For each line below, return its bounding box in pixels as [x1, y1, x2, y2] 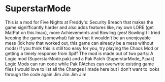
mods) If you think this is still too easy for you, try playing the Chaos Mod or [5, 45, 159, 51]
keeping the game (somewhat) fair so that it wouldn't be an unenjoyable [5, 35, 151, 41]
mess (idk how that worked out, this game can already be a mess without [5, 40, 154, 46]
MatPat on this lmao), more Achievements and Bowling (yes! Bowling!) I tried [5, 29, 161, 35]
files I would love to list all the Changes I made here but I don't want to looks [5, 66, 160, 72]
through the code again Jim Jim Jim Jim [5, 71, 87, 77]
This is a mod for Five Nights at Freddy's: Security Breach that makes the [5, 19, 154, 25]
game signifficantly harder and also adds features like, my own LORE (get [5, 24, 154, 30]
